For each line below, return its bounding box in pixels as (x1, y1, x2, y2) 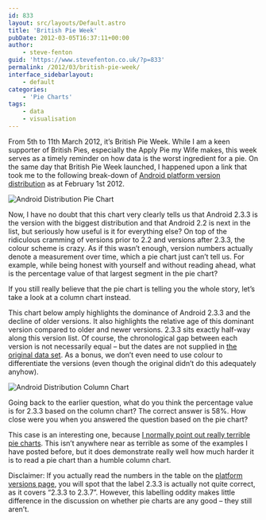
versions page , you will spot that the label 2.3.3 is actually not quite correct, (8, 479, 256, 488)
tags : (8, 100, 26, 108)
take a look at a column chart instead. (8, 292, 131, 302)
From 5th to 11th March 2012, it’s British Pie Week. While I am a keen (8, 137, 230, 146)
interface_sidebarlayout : (8, 71, 94, 79)
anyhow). (8, 367, 39, 376)
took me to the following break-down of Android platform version (8, 170, 221, 179)
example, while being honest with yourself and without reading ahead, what (8, 260, 256, 270)
